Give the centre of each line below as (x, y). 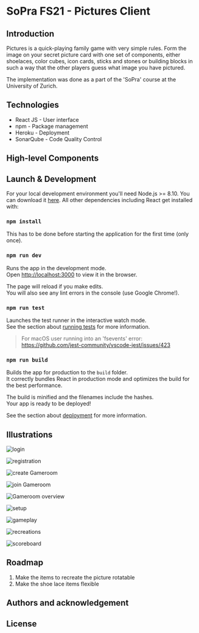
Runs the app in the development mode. (56, 268)
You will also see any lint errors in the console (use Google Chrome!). (93, 293)
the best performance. (34, 385)
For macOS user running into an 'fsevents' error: (82, 338)
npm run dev (24, 256)
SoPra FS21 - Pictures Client (79, 11)
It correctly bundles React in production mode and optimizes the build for (98, 379)
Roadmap (25, 563)
